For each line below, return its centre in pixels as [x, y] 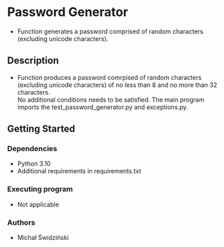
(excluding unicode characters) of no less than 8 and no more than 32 [117, 85]
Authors [21, 222]
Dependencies [32, 149]
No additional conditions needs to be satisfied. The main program [111, 99]
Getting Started [41, 129]
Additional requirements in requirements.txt [79, 171]
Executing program [40, 189]
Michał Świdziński [43, 238]
